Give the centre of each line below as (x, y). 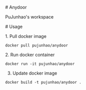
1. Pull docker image (26, 36)
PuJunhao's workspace (29, 17)
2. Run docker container (30, 55)
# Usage (14, 26)
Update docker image (35, 73)
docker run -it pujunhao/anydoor (40, 64)
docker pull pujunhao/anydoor (37, 45)
